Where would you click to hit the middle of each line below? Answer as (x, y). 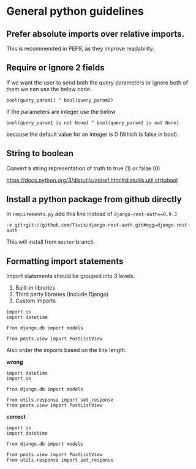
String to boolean (40, 153)
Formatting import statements (65, 261)
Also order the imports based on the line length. (66, 350)
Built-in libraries (35, 288)
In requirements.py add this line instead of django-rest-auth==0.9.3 (92, 214)
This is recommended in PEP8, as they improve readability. (81, 48)
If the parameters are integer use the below (61, 111)
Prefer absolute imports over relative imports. (96, 34)
